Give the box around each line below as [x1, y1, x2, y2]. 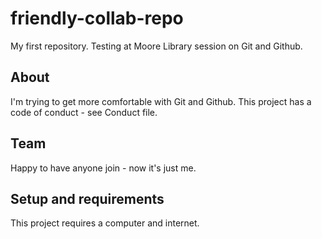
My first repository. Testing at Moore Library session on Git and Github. [10, 40, 303, 52]
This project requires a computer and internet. [10, 217, 200, 229]
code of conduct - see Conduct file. [10, 106, 158, 118]
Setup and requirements [10, 190, 165, 207]
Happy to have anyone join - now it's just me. [10, 162, 197, 174]
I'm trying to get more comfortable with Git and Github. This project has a [10, 95, 312, 107]
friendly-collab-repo [10, 7, 184, 30]
